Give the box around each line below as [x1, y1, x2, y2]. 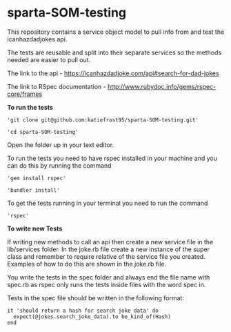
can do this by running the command [7, 161, 112, 170]
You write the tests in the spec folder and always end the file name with [7, 273, 210, 281]
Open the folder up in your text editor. [7, 140, 114, 149]
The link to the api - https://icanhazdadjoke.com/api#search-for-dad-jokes [7, 69, 219, 77]
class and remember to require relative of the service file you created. [7, 252, 205, 260]
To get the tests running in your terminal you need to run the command [7, 199, 208, 207]
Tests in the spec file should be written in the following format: [7, 293, 185, 302]
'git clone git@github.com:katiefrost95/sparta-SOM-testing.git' [7, 116, 199, 124]
